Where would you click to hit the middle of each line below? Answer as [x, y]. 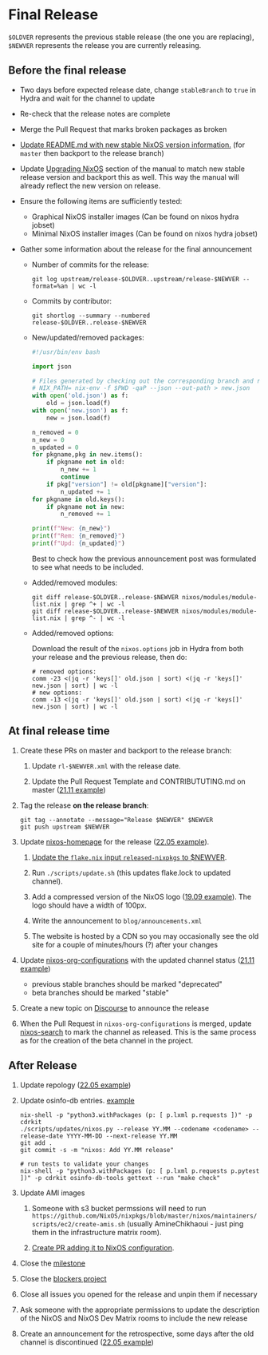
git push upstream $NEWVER [65, 827]
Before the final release [67, 71]
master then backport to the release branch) [92, 153]
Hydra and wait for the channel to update [87, 98]
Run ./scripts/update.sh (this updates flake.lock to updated [131, 872]
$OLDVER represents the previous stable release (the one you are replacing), [131, 37]
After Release [43, 1065]
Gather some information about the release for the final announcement [136, 248]
